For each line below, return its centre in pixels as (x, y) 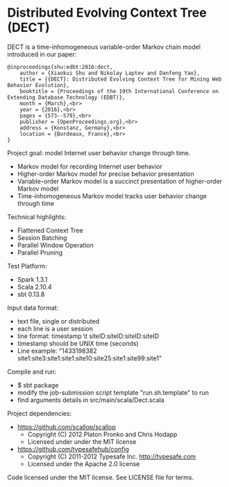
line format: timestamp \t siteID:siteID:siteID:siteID (88, 336)
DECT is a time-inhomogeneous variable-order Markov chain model (104, 47)
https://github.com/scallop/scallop (67, 426)
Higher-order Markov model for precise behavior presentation (105, 174)
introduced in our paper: (42, 54)
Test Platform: (27, 266)
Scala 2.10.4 (34, 287)
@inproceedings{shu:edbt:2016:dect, (60, 67)
